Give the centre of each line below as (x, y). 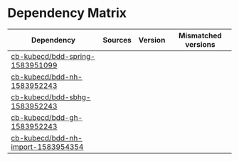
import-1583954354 (47, 147)
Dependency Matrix (67, 13)
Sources (117, 40)
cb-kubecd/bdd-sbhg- (51, 97)
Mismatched (200, 35)
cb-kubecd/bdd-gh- (47, 117)
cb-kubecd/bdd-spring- (53, 56)
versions (200, 44)
